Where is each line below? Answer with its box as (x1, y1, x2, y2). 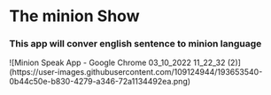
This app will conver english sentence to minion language (9, 38, 262, 50)
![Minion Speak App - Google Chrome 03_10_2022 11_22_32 (9, 57, 226, 68)
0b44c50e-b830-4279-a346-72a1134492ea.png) (9, 77, 191, 87)
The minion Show (9, 6, 140, 26)
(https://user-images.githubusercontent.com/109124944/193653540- (9, 67, 263, 77)
